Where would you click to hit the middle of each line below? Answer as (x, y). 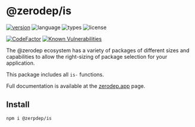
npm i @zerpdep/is (29, 118)
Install (18, 105)
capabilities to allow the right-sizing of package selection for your (87, 56)
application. (21, 63)
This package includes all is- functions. (55, 74)
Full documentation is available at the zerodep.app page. (76, 86)
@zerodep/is (39, 11)
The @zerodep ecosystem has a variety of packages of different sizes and (98, 50)
